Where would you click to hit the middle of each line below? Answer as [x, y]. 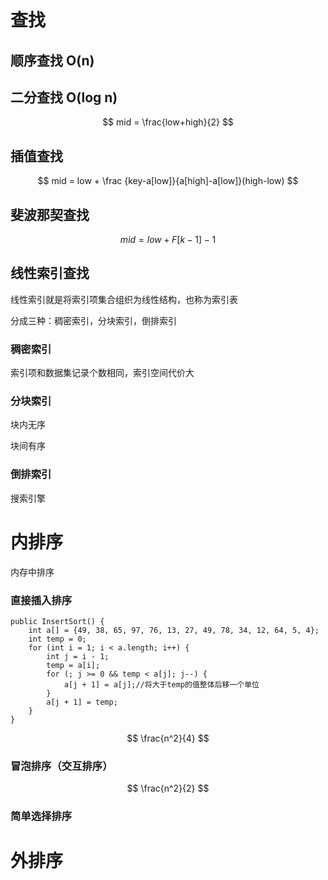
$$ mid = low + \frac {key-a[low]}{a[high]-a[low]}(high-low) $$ [168, 181]
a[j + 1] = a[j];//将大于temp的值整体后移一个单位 [161, 684]
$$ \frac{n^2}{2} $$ [168, 788]
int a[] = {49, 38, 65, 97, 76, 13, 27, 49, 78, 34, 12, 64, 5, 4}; [174, 630]
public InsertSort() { [57, 621]
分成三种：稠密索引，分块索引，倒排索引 [93, 320]
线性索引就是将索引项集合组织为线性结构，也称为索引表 [124, 299]
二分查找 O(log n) [64, 97]
